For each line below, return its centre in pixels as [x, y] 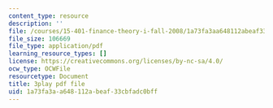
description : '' [36, 24]
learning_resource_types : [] [58, 54]
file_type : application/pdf [56, 46]
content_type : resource [49, 16]
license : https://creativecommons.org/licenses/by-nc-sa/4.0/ [116, 62]
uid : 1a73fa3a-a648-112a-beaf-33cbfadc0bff [83, 91]
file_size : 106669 [39, 39]
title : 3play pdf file [47, 84]
